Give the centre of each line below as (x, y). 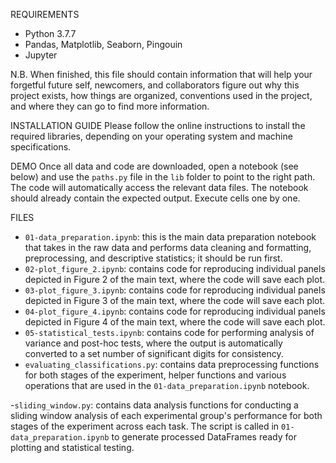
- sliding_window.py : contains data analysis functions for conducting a (154, 405)
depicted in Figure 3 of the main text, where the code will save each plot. (175, 300)
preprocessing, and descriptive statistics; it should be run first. (153, 258)
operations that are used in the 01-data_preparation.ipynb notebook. (167, 385)
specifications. (41, 147)
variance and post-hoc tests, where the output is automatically (153, 343)
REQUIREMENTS (45, 14)
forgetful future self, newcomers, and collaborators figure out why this (155, 85)
